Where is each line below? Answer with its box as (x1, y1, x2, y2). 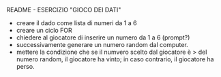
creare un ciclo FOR (16, 27, 72, 34)
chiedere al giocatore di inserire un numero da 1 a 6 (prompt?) (16, 33, 190, 42)
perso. (16, 63, 35, 70)
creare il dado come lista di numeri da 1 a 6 (16, 19, 137, 27)
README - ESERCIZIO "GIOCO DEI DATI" (6, 6, 121, 14)
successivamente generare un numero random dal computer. (16, 41, 188, 48)
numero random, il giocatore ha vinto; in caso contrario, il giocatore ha (16, 55, 214, 63)
